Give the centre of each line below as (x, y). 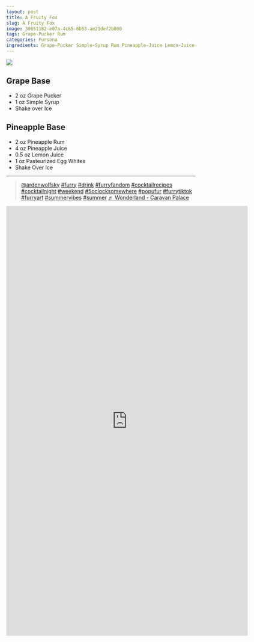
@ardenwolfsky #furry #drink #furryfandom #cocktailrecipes (96, 185)
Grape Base (29, 81)
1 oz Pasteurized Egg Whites (50, 161)
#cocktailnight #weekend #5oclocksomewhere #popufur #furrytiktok (106, 191)
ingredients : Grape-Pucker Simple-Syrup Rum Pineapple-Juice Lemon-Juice (101, 46)
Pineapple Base (36, 127)
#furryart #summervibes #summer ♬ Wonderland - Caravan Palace (105, 197)
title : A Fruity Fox (32, 17)
